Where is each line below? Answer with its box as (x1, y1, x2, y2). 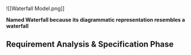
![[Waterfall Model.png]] (6, 5, 65, 12)
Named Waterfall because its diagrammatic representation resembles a (6, 16, 185, 23)
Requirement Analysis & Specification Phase (6, 39, 174, 49)
